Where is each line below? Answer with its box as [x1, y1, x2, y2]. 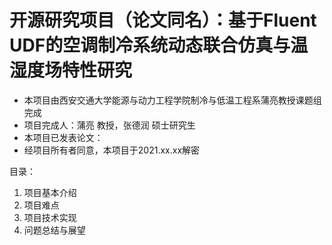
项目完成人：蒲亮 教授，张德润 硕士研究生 [23, 119, 196, 131]
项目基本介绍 [23, 186, 77, 198]
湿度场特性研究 [9, 59, 133, 82]
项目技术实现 [23, 211, 77, 223]
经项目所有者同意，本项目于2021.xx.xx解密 [23, 144, 201, 156]
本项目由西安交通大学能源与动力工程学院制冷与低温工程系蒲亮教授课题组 [23, 94, 322, 106]
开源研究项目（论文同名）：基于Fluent [9, 9, 317, 32]
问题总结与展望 [23, 224, 86, 236]
